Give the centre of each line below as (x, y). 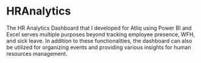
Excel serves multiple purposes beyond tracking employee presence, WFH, (101, 34)
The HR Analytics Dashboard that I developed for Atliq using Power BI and (99, 28)
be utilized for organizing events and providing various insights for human (99, 47)
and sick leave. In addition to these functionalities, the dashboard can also (99, 41)
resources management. (37, 53)
